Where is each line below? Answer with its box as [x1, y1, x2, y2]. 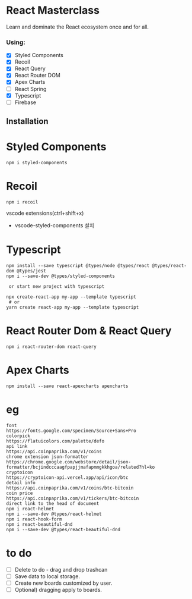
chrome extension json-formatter [6, 453, 89, 460]
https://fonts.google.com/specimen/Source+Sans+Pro [6, 428, 136, 434]
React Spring [14, 85, 47, 92]
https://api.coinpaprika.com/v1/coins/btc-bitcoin [6, 485, 134, 491]
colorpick [6, 432, 31, 439]
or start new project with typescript [8, 283, 105, 289]
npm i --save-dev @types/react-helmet [6, 511, 102, 517]
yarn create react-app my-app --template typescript [6, 304, 139, 310]
